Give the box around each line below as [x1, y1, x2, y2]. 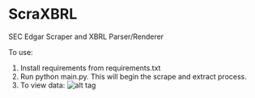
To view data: [19, 80, 66, 90]
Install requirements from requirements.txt [19, 62, 161, 73]
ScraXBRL [8, 5, 78, 23]
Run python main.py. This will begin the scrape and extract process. [19, 71, 247, 81]
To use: [8, 47, 34, 57]
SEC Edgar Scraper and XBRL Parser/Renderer [8, 32, 164, 41]
